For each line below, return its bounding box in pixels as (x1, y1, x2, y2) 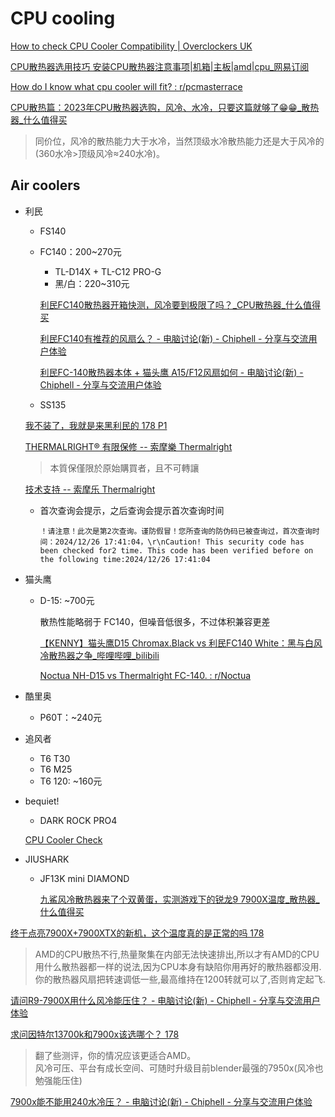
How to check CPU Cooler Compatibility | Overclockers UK (10, 40, 253, 52)
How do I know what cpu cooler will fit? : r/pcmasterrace (10, 80, 243, 92)
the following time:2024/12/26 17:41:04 (39, 554, 211, 564)
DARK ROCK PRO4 (39, 814, 118, 826)
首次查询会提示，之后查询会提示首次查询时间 (39, 504, 225, 516)
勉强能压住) (34, 1074, 83, 1086)
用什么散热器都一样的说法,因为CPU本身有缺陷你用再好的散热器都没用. (34, 960, 322, 972)
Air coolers (10, 177, 81, 194)
